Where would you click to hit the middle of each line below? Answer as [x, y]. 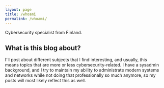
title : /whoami [21, 14]
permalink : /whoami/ [26, 19]
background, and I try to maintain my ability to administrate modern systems [82, 70]
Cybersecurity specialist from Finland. [44, 33]
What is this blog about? [43, 48]
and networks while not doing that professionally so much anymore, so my [81, 75]
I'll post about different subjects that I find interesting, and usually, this [76, 60]
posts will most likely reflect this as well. [46, 81]
